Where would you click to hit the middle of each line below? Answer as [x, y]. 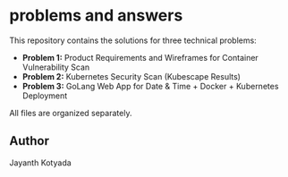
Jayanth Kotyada [40, 163]
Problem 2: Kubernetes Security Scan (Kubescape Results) [131, 76]
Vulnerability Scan [56, 67]
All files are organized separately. [71, 113]
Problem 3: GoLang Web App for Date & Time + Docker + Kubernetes [150, 86]
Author [29, 141]
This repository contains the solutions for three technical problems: [133, 40]
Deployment [45, 96]
